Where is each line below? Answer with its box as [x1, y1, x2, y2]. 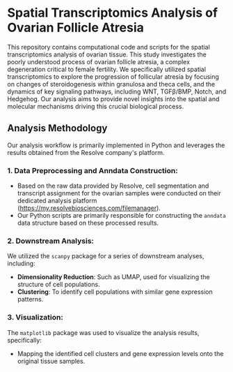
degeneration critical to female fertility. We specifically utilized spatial [7, 65, 207, 73]
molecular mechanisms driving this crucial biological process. [7, 102, 184, 110]
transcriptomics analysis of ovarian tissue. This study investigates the [7, 50, 207, 59]
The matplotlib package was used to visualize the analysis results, [7, 328, 200, 336]
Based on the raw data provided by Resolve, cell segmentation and [17, 181, 209, 190]
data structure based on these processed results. [17, 218, 159, 228]
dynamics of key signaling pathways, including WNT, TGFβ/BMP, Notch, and [7, 87, 227, 96]
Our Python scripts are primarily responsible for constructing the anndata [17, 211, 226, 220]
